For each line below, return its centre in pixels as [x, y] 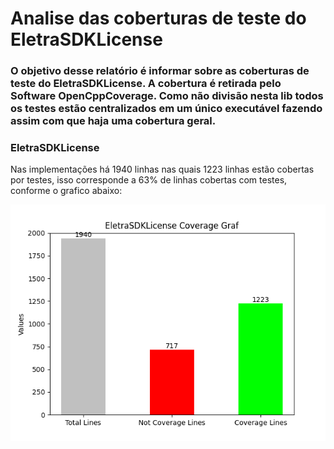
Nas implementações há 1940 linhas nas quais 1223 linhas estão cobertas [162, 169]
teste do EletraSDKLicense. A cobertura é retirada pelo [146, 84]
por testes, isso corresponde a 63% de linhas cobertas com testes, [149, 180]
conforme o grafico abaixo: [66, 191]
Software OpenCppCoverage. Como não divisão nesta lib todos [167, 96]
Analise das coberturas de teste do [158, 18]
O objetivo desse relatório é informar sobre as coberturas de [160, 71]
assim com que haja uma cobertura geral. [113, 121]
